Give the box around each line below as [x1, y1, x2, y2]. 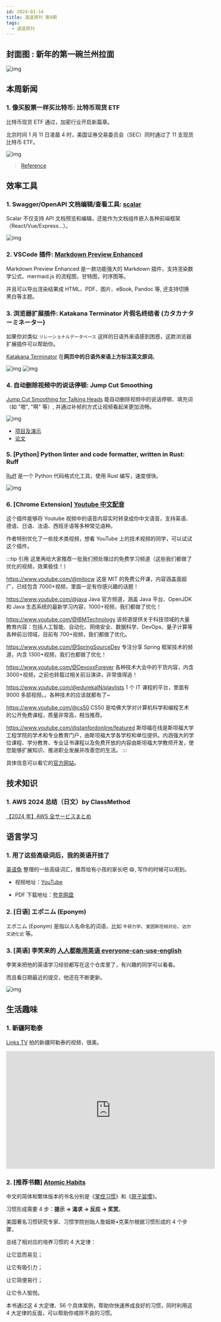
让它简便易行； [6, 1276, 43, 1283]
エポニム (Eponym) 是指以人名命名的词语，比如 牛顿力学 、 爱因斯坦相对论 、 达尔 [6, 922, 192, 930]
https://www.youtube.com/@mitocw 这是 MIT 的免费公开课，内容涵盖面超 [6, 575, 187, 582]
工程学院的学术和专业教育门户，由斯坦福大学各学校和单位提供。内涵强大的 [6, 731, 189, 738]
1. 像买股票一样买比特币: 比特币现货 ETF [6, 103, 120, 112]
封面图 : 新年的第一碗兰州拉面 [6, 49, 114, 59]
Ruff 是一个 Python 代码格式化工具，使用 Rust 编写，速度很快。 [6, 472, 162, 479]
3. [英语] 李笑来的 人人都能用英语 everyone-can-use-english [6, 946, 182, 954]
